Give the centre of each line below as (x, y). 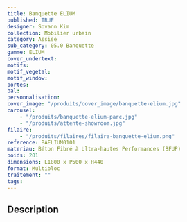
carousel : (21, 110)
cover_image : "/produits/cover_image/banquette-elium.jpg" (94, 104)
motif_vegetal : (29, 71)
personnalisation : (34, 98)
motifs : (18, 65)
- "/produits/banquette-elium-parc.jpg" (79, 117)
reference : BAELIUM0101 (42, 143)
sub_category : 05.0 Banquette (51, 46)
